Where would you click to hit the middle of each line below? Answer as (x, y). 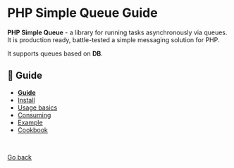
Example (30, 122)
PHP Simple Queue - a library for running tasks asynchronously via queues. (117, 32)
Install (26, 100)
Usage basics (37, 108)
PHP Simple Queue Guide (82, 13)
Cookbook (32, 130)
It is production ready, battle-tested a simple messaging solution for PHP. (113, 39)
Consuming (34, 115)
